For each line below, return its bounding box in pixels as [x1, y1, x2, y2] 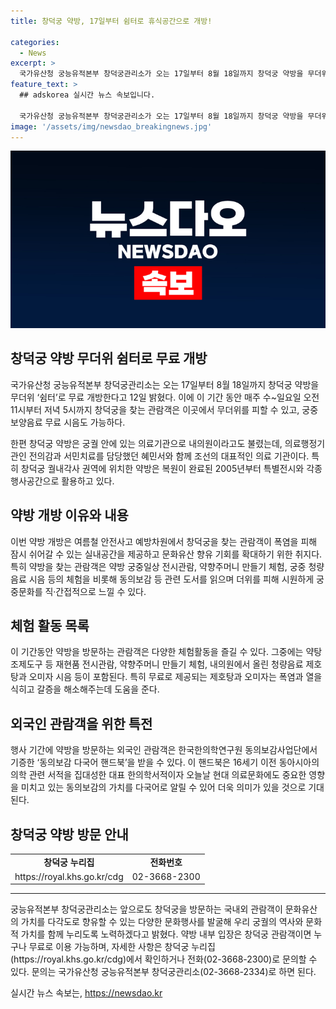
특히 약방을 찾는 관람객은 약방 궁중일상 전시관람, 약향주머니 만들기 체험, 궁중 [10, 560, 307, 572]
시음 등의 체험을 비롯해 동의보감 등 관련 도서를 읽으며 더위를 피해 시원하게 [28, 573, 315, 585]
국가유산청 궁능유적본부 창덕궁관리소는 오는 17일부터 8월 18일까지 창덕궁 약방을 [10, 378, 320, 390]
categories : [10, 37, 60, 47]
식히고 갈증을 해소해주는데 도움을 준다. [10, 683, 160, 695]
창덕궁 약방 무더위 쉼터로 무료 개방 [10, 350, 208, 367]
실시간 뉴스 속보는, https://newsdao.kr [10, 987, 163, 999]
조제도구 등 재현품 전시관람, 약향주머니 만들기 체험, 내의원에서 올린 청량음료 [10, 658, 304, 670]
